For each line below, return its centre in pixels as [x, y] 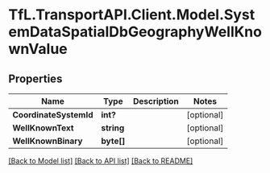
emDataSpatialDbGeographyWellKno [135, 32]
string [112, 128]
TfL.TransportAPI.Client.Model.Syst [132, 15]
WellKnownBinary [48, 141]
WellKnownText [43, 128]
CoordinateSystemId [53, 115]
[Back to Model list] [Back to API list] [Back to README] [101, 161]
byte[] [113, 141]
